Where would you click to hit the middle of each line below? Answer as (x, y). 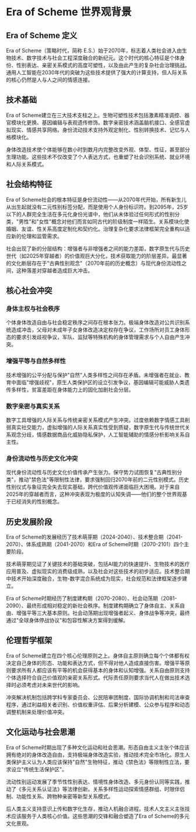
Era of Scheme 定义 (42, 35)
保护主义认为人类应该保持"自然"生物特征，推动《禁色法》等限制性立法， (98, 762)
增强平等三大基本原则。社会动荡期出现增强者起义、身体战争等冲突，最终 (103, 613)
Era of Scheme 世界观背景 (69, 12)
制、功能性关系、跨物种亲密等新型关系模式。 (60, 796)
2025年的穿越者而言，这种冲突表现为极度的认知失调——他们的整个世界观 (94, 494)
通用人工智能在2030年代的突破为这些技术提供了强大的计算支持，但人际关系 (97, 73)
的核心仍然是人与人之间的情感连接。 (50, 80)
